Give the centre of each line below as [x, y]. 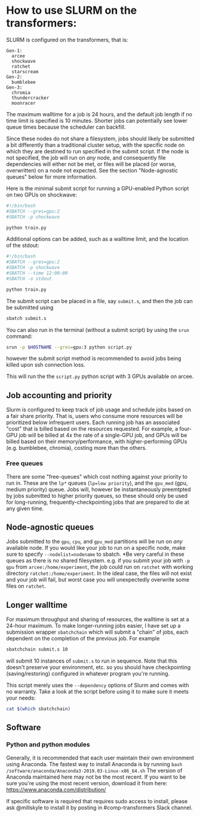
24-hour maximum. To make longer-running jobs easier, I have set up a [93, 626]
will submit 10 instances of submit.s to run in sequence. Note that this [92, 661]
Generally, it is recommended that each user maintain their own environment [100, 758]
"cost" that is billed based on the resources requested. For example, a [92, 429]
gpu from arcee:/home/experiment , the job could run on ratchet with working [100, 567]
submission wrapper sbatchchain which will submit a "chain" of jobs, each [97, 632]
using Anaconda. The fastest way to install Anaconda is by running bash [94, 764]
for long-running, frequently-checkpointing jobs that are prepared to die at [98, 502]
